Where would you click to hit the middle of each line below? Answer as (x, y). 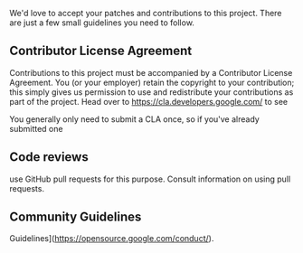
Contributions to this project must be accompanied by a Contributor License (151, 72)
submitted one (36, 128)
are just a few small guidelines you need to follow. (102, 23)
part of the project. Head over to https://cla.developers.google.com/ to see (149, 101)
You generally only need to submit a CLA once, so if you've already (134, 119)
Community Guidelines (76, 217)
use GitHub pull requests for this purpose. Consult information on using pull (150, 179)
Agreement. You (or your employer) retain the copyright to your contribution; (152, 82)
